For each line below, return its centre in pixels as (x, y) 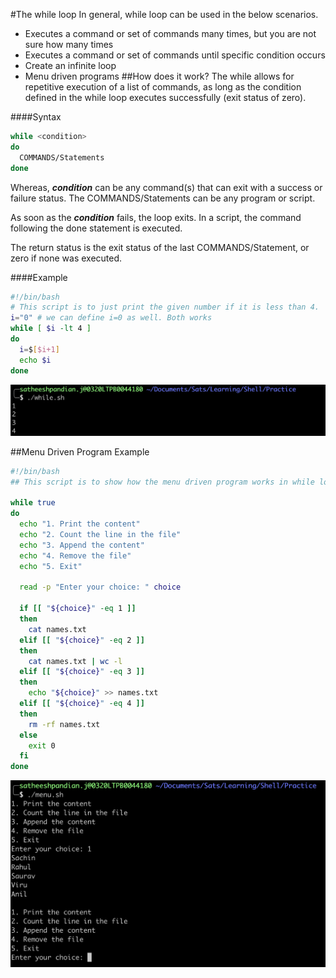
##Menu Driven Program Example (80, 451)
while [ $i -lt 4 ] (51, 329)
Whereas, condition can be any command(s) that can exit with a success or (166, 187)
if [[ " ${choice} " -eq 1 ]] (78, 609)
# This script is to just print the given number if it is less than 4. (165, 307)
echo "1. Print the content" (80, 524)
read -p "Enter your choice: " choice (100, 587)
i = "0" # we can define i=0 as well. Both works (111, 318)
